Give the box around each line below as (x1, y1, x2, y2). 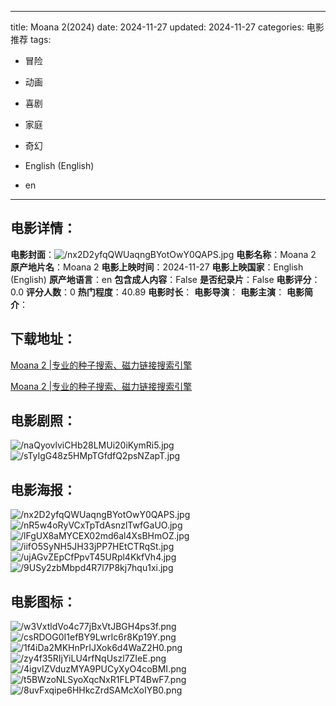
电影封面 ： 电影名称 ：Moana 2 (10, 248, 317, 260)
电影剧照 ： (10, 412, 77, 430)
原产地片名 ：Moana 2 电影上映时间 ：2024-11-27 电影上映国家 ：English (10, 261, 304, 273)
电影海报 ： (10, 481, 77, 498)
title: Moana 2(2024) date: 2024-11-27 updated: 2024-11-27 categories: (10, 21, 305, 33)
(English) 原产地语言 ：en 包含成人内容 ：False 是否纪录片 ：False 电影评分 (10, 273, 312, 285)
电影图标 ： (10, 593, 77, 610)
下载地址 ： (10, 331, 77, 348)
